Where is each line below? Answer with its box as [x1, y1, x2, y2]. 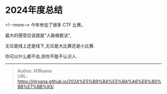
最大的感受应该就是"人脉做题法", [5, 32, 71, 38]
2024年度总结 [5, 4, 63, 16]
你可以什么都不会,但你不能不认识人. [5, 53, 78, 59]
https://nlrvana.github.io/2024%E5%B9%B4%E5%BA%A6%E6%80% [17, 78, 162, 84]
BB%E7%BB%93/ [17, 84, 54, 90]
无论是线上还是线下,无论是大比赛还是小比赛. [5, 43, 95, 48]
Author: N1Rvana [17, 68, 52, 74]
